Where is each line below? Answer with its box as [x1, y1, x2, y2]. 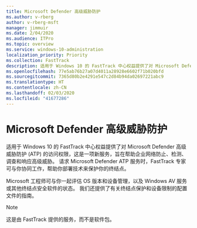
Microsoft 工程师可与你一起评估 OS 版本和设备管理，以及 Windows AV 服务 [6, 177, 188, 184]
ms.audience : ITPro [6, 36, 54, 42]
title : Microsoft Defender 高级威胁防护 [6, 8, 101, 15]
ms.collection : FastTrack [6, 57, 69, 63]
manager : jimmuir [6, 25, 49, 31]
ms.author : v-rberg [6, 14, 54, 20]
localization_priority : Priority [6, 52, 88, 58]
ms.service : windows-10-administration [6, 47, 104, 53]
